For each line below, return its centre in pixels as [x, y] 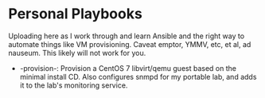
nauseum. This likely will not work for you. [77, 53]
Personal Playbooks [76, 14]
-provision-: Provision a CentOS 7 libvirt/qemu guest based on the [128, 68]
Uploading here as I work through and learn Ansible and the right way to [127, 36]
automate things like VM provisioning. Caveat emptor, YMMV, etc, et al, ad [130, 44]
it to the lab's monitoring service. [74, 85]
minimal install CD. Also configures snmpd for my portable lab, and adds [138, 76]
